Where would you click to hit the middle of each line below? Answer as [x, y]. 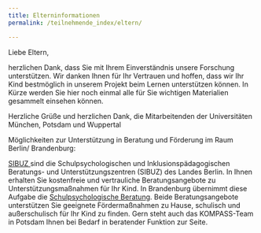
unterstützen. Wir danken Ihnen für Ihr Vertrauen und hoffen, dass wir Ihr [126, 76]
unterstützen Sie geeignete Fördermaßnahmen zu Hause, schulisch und [125, 205]
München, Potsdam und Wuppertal [65, 124]
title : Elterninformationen [54, 15]
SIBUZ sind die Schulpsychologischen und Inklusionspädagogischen [119, 163]
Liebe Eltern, [29, 52]
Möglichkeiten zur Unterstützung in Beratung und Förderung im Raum [121, 139]
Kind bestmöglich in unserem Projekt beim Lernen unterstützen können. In [129, 84]
